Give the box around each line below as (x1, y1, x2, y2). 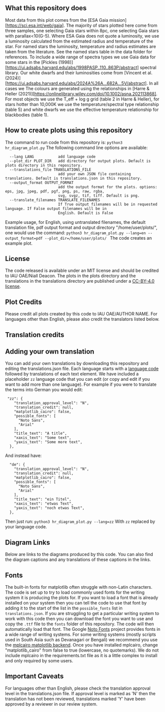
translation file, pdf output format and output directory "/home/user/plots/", (5, 224, 158, 230)
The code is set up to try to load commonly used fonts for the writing (5, 589, 145, 596)
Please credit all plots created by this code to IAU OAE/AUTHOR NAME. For (5, 311, 158, 317)
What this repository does (5, 4, 87, 12)
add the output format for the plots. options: (58, 184, 158, 190)
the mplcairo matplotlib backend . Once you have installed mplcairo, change (5, 642, 158, 648)
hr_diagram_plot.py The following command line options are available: (5, 145, 148, 151)
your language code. (5, 524, 47, 530)
